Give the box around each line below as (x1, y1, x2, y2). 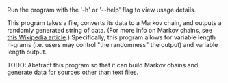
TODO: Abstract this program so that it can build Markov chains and (7, 61, 199, 69)
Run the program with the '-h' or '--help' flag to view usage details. (7, 6, 197, 14)
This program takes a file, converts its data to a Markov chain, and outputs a (7, 19, 222, 27)
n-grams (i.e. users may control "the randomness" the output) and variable (7, 41, 218, 48)
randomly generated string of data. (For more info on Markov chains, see (7, 27, 213, 34)
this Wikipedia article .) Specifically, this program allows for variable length (7, 33, 216, 41)
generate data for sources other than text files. (7, 68, 139, 76)
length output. (7, 48, 47, 56)
